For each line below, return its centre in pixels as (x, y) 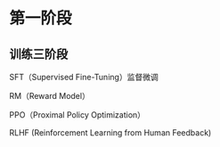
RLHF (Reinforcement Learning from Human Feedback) (110, 133)
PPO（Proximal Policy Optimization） (77, 115)
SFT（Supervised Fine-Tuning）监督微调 (84, 77)
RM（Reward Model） (50, 96)
